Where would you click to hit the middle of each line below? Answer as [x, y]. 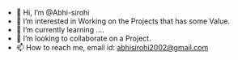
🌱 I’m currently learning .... [60, 30]
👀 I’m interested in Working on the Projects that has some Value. [123, 21]
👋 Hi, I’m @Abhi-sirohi [53, 13]
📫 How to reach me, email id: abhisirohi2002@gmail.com [112, 47]
